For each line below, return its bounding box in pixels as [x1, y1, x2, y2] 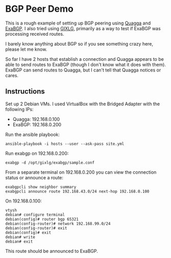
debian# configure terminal [5, 212, 65, 217]
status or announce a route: [5, 174, 64, 180]
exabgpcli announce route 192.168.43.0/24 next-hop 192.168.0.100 [5, 189, 150, 194]
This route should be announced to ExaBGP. [5, 248, 99, 254]
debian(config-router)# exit [5, 225, 67, 230]
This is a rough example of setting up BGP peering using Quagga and [5, 20, 151, 26]
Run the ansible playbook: [5, 131, 60, 137]
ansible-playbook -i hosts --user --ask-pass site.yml [5, 141, 125, 146]
